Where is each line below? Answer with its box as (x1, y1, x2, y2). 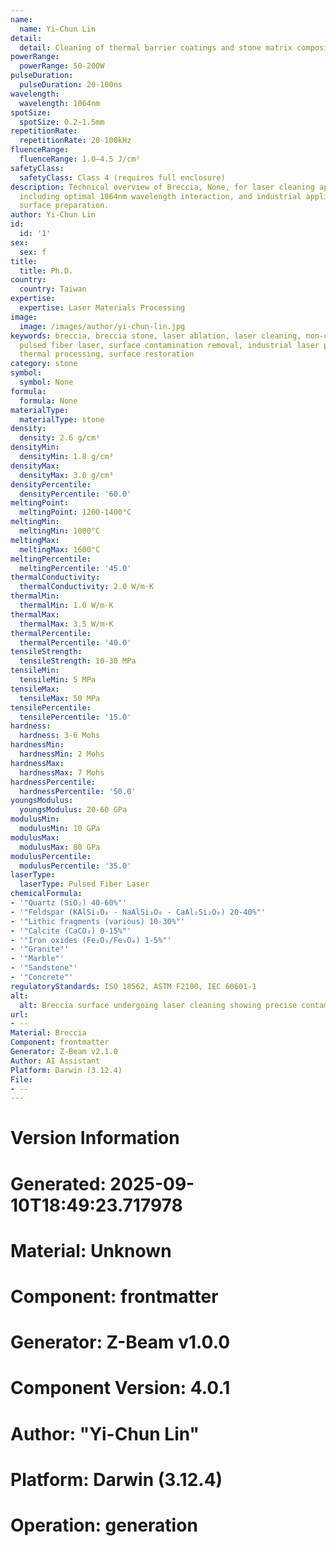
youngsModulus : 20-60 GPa (19, 805, 128, 815)
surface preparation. (19, 201, 110, 211)
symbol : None (19, 377, 74, 387)
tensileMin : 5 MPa (19, 675, 97, 685)
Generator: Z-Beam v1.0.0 (10, 1331, 231, 1354)
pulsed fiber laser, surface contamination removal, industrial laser (19, 340, 320, 350)
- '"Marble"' (10, 954, 65, 964)
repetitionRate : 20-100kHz (19, 136, 132, 146)
